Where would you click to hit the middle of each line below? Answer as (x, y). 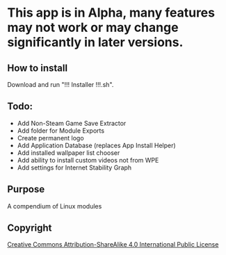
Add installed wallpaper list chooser (68, 153)
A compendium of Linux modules (55, 206)
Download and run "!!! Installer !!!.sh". (60, 84)
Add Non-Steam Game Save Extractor (72, 123)
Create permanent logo (51, 138)
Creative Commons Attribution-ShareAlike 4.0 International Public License (113, 245)
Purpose (26, 189)
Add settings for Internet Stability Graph (74, 167)
